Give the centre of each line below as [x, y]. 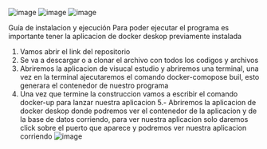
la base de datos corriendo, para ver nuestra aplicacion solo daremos [134, 119]
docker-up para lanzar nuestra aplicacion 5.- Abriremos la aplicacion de [138, 102]
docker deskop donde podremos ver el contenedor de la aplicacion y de [138, 111]
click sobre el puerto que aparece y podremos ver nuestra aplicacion [133, 128]
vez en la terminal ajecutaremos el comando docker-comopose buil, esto [139, 77]
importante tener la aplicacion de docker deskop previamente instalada [125, 36]
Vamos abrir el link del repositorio [75, 51]
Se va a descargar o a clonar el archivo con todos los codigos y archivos [139, 60]
